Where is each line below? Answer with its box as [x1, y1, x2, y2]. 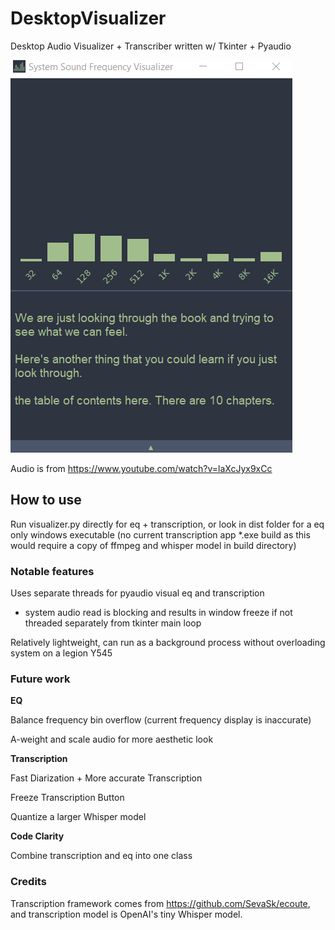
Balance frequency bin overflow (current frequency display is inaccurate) [10, 714, 312, 726]
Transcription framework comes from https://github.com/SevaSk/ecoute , [10, 897, 311, 909]
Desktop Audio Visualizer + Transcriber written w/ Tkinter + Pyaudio [10, 40, 292, 52]
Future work [10, 672, 71, 686]
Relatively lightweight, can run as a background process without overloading [10, 637, 326, 649]
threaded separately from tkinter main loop [24, 617, 202, 629]
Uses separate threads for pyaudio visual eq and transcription [10, 587, 265, 599]
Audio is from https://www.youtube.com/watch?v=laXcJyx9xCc [10, 462, 273, 474]
